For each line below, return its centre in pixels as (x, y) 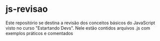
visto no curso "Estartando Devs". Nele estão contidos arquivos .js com (78, 28)
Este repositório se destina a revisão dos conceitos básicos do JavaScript (80, 23)
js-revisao (27, 9)
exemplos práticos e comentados (39, 33)
